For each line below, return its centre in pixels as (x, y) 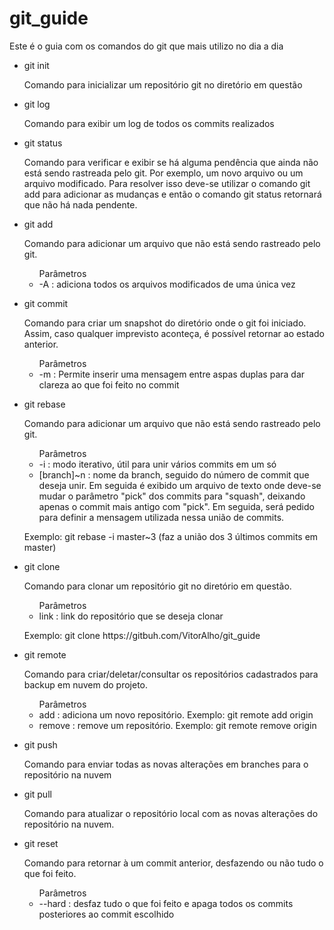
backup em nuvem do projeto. (86, 684)
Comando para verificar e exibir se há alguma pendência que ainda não (171, 162)
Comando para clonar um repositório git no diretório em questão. (157, 586)
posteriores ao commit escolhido (106, 914)
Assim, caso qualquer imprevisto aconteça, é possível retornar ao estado (174, 333)
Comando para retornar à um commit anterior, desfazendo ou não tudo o (173, 863)
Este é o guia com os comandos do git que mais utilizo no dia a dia (146, 46)
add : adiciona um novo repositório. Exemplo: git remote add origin (176, 714)
